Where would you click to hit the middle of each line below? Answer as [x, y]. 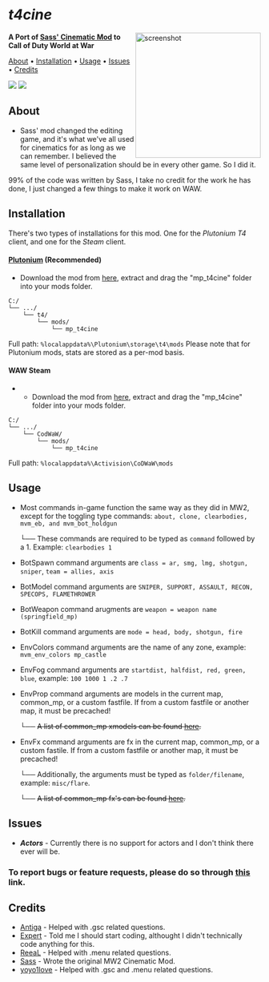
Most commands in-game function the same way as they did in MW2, [134, 507]
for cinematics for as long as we [73, 147]
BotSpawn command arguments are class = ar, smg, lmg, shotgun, [134, 562]
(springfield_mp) [49, 617]
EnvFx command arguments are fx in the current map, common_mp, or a [140, 742]
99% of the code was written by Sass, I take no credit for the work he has [130, 180]
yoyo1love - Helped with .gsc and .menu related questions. [116, 970]
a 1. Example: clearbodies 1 [66, 547]
